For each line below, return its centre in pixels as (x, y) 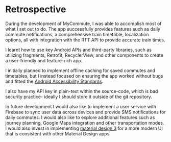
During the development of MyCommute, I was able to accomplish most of (83, 23)
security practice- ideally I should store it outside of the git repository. (79, 97)
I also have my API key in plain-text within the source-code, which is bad (82, 91)
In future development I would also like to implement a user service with (81, 106)
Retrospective (36, 9)
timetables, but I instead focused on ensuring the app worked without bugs (84, 76)
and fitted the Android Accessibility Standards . (54, 81)
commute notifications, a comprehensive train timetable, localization (77, 34)
